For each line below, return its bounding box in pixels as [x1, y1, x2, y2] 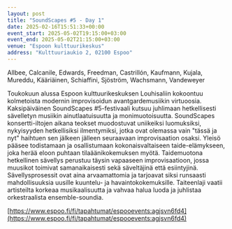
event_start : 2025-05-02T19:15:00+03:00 [7, 29, 127, 37]
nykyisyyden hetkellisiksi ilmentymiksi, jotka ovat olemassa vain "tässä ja [7, 126, 217, 135]
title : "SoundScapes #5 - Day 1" [7, 17, 105, 24]
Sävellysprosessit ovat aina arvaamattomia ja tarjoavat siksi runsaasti [7, 170, 206, 179]
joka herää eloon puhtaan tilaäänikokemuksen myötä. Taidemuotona [7, 148, 203, 157]
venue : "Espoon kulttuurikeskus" [7, 43, 105, 50]
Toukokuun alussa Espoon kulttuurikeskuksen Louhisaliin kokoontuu [7, 89, 203, 98]
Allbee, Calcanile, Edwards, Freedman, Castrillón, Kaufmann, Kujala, [7, 68, 203, 77]
